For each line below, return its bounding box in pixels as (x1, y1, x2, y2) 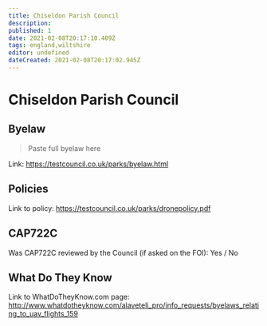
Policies (8, 182, 49, 196)
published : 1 (8, 26, 52, 34)
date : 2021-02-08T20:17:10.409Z (8, 34, 116, 42)
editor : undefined (8, 49, 69, 57)
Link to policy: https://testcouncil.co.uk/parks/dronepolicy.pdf (8, 203, 211, 213)
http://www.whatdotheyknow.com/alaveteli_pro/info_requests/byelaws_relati (8, 300, 260, 310)
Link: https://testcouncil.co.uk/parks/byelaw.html (8, 159, 169, 169)
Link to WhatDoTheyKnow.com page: (8, 292, 130, 302)
